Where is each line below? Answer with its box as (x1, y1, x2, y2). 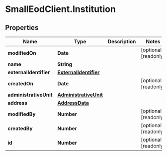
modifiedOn (7, 50, 36, 56)
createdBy (7, 125, 33, 132)
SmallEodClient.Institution (5, 3, 116, 15)
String (57, 61, 73, 68)
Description (107, 38, 136, 45)
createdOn (7, 80, 34, 87)
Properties (5, 23, 39, 32)
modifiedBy (7, 111, 36, 118)
